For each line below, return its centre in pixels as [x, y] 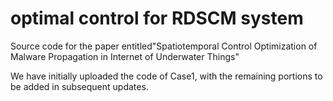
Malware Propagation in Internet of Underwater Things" [125, 56]
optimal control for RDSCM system [157, 18]
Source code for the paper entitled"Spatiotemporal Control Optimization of [164, 46]
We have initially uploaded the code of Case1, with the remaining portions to [166, 76]
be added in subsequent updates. [79, 86]
